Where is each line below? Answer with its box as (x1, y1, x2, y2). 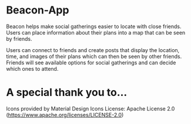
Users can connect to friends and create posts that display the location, (6, 46, 180, 53)
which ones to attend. (6, 65, 59, 72)
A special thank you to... (6, 86, 128, 99)
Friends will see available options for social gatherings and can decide (6, 59, 176, 66)
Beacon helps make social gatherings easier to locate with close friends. (6, 23, 182, 30)
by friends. (6, 35, 32, 42)
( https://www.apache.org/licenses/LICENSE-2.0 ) (6, 111, 124, 118)
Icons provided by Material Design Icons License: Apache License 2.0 (6, 105, 175, 112)
